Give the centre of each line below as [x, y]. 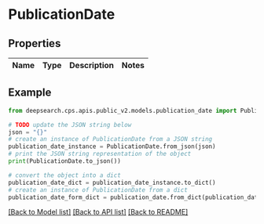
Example [30, 93]
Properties [35, 43]
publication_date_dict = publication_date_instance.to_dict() [112, 182]
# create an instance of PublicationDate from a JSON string [110, 139]
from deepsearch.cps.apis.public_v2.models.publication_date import [123, 110]
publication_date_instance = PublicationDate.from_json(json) [112, 146]
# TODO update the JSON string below [70, 125]
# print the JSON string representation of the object [100, 154]
